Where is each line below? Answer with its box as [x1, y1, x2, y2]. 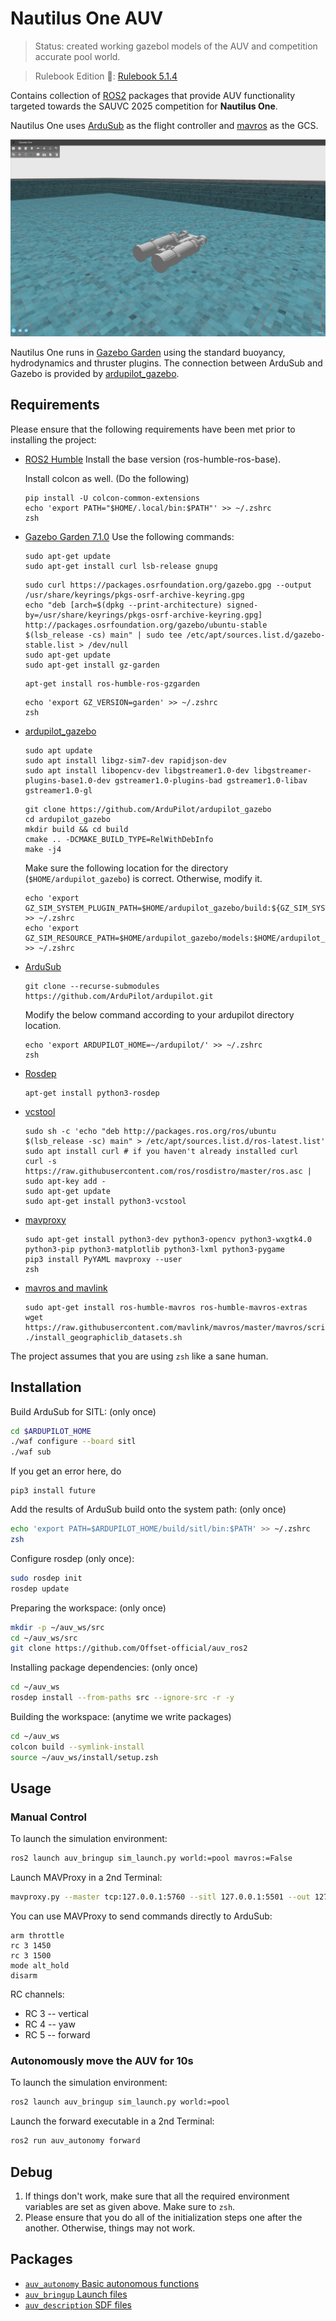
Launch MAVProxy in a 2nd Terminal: [10, 1872, 163, 1884]
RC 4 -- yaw [24, 2018, 76, 2031]
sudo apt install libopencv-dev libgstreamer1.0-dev [24, 765, 250, 776]
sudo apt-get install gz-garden [24, 660, 160, 670]
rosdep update [10, 1583, 70, 1594]
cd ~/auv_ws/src [10, 1633, 78, 1643]
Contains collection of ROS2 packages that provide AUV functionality [10, 89, 296, 101]
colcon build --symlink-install [10, 1742, 145, 1752]
